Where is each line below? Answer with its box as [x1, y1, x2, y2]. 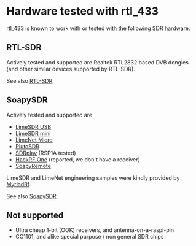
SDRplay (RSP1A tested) [15, 149, 76, 156]
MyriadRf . [6, 180, 31, 188]
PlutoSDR [15, 142, 40, 150]
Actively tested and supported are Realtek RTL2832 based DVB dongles [6, 58, 189, 66]
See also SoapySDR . [6, 192, 58, 200]
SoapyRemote [15, 162, 51, 169]
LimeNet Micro [15, 136, 53, 144]
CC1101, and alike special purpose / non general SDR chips [15, 233, 164, 240]
